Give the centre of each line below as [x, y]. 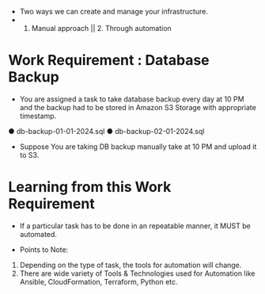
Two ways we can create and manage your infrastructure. [114, 11]
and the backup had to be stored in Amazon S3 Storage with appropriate [138, 107]
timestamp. [38, 116]
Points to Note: [44, 250]
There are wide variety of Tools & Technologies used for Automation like [137, 273]
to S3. [29, 155]
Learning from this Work [90, 187]
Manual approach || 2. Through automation [101, 28]
